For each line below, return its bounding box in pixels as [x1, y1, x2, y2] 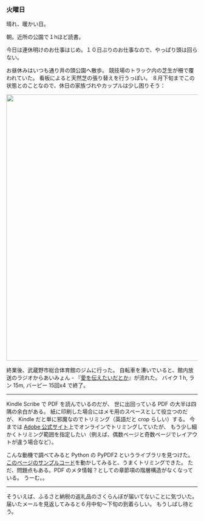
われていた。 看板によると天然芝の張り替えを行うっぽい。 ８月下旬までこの [6, 74, 195, 82]
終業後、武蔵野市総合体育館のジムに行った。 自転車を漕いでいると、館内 [6, 366, 188, 374]
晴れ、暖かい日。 [6, 20, 50, 28]
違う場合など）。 [16, 438, 57, 446]
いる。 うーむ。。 [6, 474, 48, 481]
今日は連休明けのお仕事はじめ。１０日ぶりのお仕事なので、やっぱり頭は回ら [6, 46, 198, 54]
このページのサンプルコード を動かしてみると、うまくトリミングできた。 [6, 459, 187, 466]
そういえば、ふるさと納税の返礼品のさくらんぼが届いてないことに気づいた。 [6, 493, 198, 500]
